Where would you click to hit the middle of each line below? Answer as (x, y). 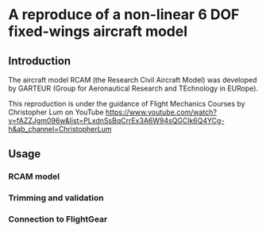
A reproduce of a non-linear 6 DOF (124, 15)
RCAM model (34, 176)
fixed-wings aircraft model (98, 31)
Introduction (40, 61)
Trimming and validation (56, 198)
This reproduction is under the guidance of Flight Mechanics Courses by (127, 104)
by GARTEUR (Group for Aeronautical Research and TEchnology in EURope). (133, 88)
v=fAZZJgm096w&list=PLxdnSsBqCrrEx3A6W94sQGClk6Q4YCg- (116, 120)
